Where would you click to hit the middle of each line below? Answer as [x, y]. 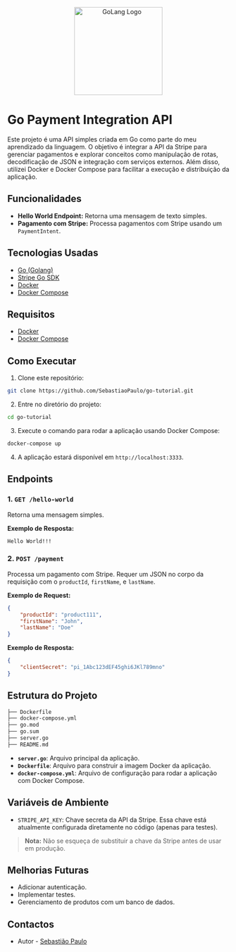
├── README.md [28, 744]
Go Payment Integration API [90, 120]
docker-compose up [34, 444]
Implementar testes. [46, 895]
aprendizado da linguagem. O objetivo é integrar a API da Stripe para [107, 146]
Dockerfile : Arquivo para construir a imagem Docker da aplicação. [114, 765]
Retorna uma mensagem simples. [56, 515]
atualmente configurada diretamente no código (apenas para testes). [118, 827]
